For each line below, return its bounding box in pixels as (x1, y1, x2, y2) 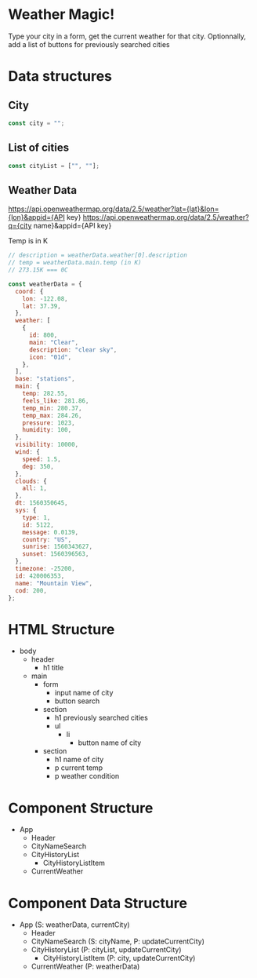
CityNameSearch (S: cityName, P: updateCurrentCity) (31, 936, 205, 947)
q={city (8, 221, 32, 231)
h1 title (42, 663, 64, 673)
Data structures (8, 68, 112, 86)
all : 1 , (22, 484, 47, 492)
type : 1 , (22, 513, 51, 521)
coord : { (15, 287, 44, 295)
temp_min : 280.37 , (22, 404, 82, 412)
